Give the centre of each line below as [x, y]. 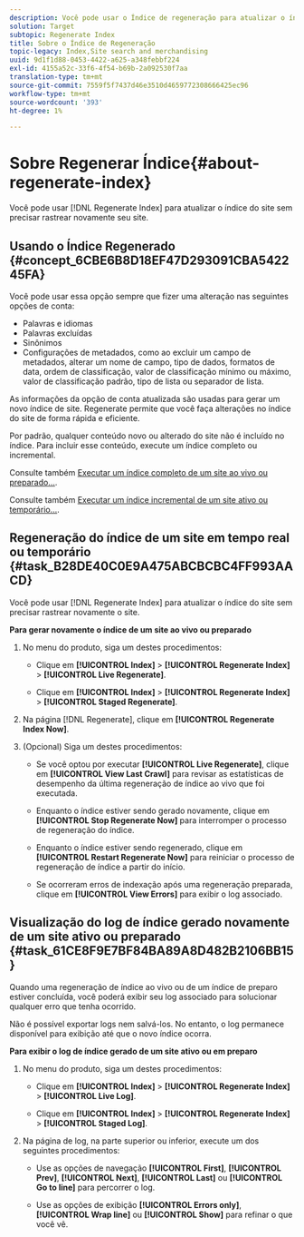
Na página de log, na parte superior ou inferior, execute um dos [141, 1141]
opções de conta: [42, 306]
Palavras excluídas [57, 333]
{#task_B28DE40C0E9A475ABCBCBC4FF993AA [152, 567]
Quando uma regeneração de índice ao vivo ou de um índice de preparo [143, 987]
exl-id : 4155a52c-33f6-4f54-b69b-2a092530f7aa [99, 69]
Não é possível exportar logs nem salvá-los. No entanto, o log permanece [147, 1024]
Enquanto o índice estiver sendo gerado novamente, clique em [152, 810]
